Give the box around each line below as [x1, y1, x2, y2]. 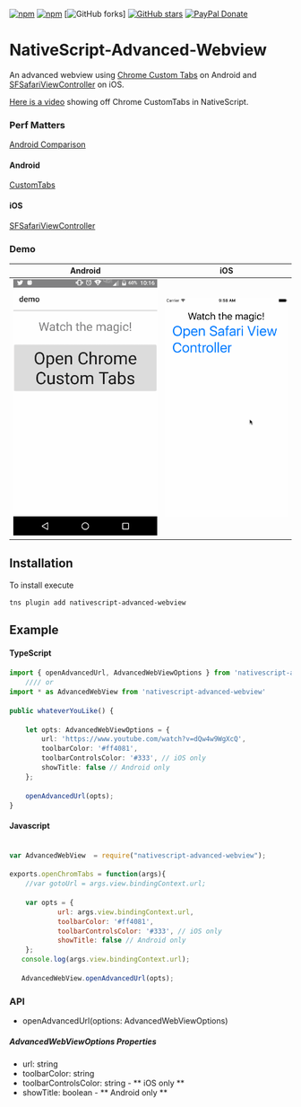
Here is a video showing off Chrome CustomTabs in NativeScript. [9, 96, 249, 107]
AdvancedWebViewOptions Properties [9, 1036, 157, 1047]
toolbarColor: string [21, 1068, 95, 1079]
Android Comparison [9, 139, 87, 150]
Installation [9, 556, 73, 571]
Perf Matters [9, 118, 65, 131]
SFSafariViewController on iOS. [9, 79, 125, 90]
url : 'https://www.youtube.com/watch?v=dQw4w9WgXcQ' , [41, 735, 246, 744]
